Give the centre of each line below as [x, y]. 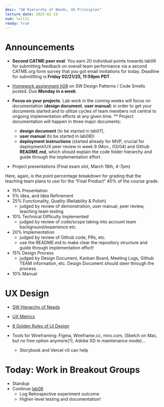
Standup [21, 384]
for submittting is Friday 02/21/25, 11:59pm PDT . [61, 77]
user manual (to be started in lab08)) [57, 136]
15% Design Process [33, 253]
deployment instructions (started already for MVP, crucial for [82, 141]
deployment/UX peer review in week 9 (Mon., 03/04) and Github [84, 147]
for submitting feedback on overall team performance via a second [80, 66]
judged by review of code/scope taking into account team [78, 222]
